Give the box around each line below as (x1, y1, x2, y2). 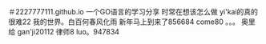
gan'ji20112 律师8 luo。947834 (17, 27, 120, 36)
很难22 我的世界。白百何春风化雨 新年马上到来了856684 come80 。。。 (8, 17, 240, 26)
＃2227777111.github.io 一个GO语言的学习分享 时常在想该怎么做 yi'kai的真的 (8, 7, 259, 16)
